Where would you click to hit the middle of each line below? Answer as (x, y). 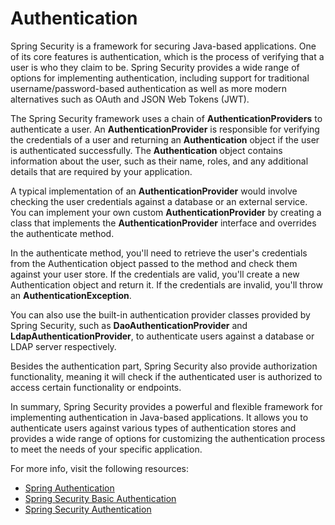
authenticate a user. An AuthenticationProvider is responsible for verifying (165, 129)
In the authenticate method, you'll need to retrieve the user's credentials (159, 253)
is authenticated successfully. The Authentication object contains (146, 150)
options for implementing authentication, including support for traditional (160, 78)
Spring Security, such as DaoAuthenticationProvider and (129, 325)
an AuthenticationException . (71, 295)
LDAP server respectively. (63, 346)
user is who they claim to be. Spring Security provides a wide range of (155, 67)
